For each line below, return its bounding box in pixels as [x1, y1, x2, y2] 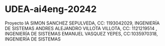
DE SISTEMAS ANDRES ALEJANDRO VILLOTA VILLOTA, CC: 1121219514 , [5, 25, 157, 31]
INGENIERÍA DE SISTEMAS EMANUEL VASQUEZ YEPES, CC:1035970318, [5, 30, 158, 36]
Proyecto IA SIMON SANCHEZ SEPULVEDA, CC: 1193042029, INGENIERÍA [5, 20, 160, 26]
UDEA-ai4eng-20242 [5, 3, 97, 15]
